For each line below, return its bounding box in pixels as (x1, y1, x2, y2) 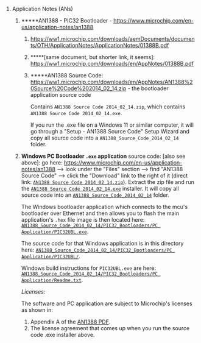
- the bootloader (127, 85, 169, 92)
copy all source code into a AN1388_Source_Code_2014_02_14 (30, 134, 179, 141)
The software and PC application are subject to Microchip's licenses (21, 300, 193, 307)
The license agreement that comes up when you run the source (30, 325, 190, 331)
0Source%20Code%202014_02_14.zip (30, 85, 127, 92)
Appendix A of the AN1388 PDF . (30, 318, 111, 325)
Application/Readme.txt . (21, 277, 83, 283)
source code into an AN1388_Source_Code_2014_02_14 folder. (21, 191, 169, 199)
